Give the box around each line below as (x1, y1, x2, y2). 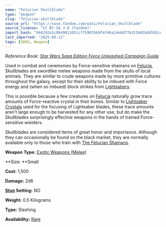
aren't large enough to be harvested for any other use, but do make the (5, 109, 150, 115)
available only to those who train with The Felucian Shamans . (5, 139, 129, 145)
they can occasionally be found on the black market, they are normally (5, 134, 149, 140)
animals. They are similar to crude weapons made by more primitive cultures (5, 73, 161, 79)
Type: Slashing (5, 206, 36, 213)
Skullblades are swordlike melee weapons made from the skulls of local (5, 68, 151, 74)
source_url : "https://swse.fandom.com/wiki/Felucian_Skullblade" (5, 21, 142, 26)
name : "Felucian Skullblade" (5, 7, 65, 12)
